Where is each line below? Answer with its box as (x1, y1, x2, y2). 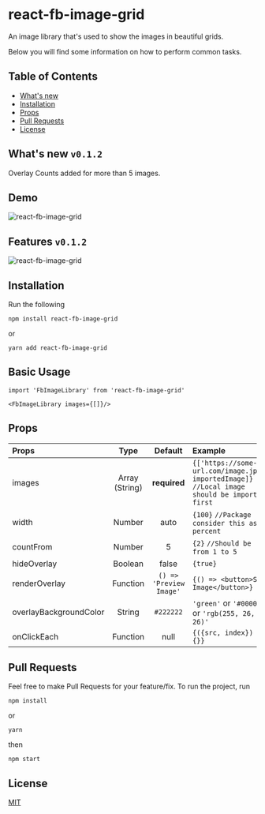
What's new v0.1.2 (8, 148, 103, 161)
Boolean (113, 558, 144, 569)
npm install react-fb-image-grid (8, 315, 118, 323)
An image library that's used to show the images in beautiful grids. (8, 32, 224, 41)
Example (192, 445, 226, 456)
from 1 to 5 (192, 547, 237, 556)
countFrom (12, 541, 53, 552)
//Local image (192, 482, 246, 491)
